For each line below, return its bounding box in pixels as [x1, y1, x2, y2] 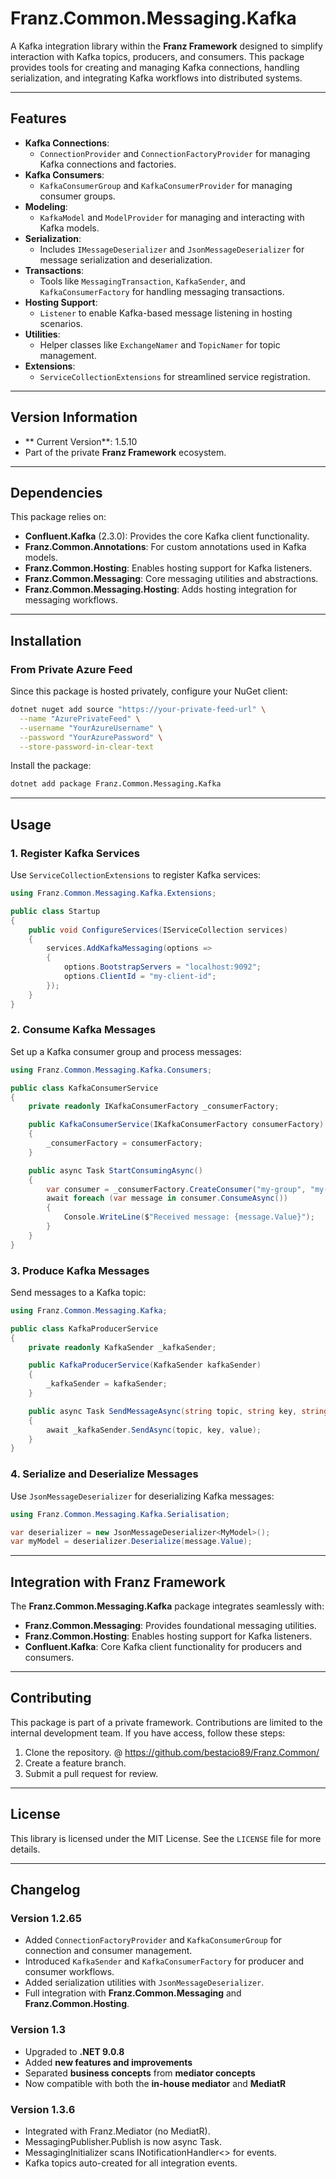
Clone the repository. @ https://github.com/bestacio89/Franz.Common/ [24, 1746, 320, 1758]
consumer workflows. [24, 1966, 115, 1978]
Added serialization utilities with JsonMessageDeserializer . [24, 1977, 265, 1989]
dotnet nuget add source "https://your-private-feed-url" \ [10, 705, 267, 715]
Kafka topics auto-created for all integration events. [24, 2157, 238, 2169]
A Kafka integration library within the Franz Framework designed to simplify [10, 40, 323, 52]
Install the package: [10, 760, 92, 772]
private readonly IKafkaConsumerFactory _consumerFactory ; [28, 1102, 280, 1112]
